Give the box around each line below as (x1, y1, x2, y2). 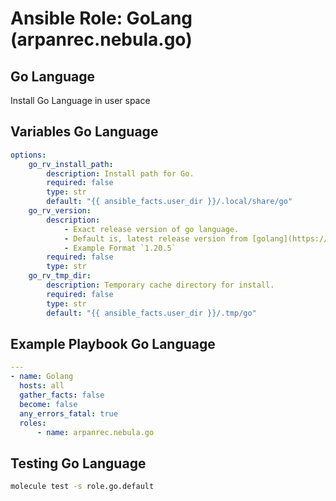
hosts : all (19, 381, 65, 391)
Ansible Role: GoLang (10, 7, 193, 30)
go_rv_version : (28, 206, 92, 216)
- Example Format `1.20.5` (63, 243, 177, 253)
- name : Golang (10, 372, 74, 382)
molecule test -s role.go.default (10, 482, 155, 492)
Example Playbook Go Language (10, 335, 216, 352)
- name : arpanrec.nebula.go (36, 427, 155, 437)
